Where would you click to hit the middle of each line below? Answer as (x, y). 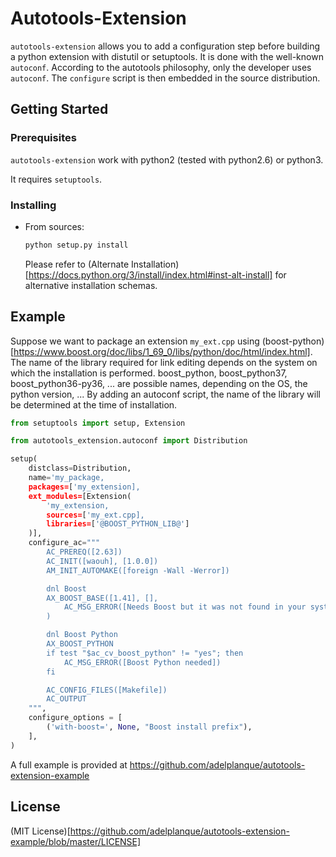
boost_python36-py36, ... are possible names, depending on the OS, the (159, 383)
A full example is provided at (69, 764)
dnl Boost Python (82, 635)
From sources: (54, 226)
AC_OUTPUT (66, 699)
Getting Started (59, 109)
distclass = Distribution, (80, 468)
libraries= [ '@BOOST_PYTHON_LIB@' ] (118, 524)
